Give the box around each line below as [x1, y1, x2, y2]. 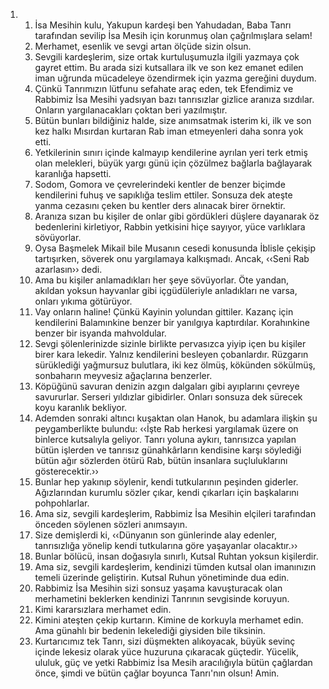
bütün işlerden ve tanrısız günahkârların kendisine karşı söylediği [34, 444, 302, 456]
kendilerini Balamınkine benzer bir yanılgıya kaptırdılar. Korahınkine [34, 317, 310, 328]
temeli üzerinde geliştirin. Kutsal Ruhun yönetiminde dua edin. [34, 572, 290, 583]
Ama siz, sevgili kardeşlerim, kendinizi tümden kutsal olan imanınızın [34, 561, 317, 573]
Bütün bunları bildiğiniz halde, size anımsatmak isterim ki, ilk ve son [34, 115, 312, 126]
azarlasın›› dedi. [34, 264, 103, 275]
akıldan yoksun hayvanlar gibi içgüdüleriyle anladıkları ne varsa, [34, 285, 298, 296]
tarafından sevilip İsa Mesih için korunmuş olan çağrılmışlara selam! [34, 30, 313, 41]
